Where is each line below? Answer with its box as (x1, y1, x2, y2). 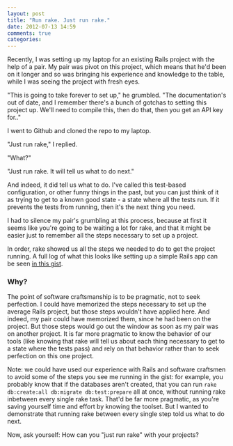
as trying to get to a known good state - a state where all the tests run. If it (7, 196, 220, 204)
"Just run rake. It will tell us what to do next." (7, 167, 134, 176)
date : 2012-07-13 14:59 (7, 23, 77, 30)
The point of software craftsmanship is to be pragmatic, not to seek (7, 293, 200, 301)
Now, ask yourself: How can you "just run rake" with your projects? (7, 431, 200, 439)
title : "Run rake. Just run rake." (7, 17, 111, 24)
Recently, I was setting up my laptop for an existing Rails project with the (7, 55, 215, 63)
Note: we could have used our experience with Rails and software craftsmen (7, 365, 226, 374)
